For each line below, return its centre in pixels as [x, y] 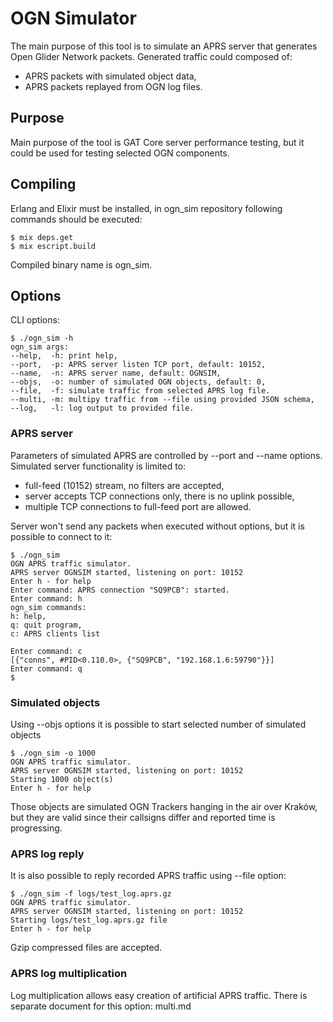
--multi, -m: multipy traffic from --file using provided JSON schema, [162, 400]
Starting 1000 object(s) [62, 779]
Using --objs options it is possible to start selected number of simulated [158, 724]
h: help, [28, 616]
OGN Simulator [73, 18]
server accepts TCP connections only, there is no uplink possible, [159, 496]
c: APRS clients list [55, 633]
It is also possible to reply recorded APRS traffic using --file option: [148, 876]
